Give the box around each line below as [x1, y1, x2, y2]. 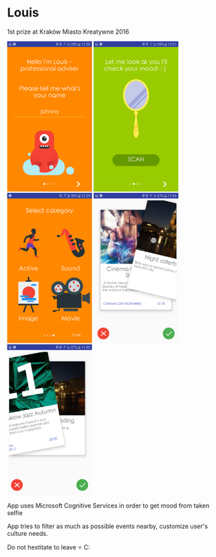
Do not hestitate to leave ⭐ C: [7, 543, 91, 551]
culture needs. [7, 529, 48, 537]
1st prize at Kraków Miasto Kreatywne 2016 [7, 27, 129, 36]
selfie [7, 508, 23, 516]
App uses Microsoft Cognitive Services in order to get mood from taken [7, 501, 210, 510]
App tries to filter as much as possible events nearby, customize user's [7, 522, 208, 530]
